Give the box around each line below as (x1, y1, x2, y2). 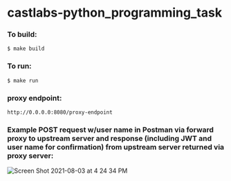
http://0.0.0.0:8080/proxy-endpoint (7, 109, 113, 116)
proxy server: (7, 151, 54, 160)
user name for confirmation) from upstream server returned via (7, 142, 225, 152)
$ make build (7, 45, 45, 53)
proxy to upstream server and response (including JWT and (7, 134, 212, 143)
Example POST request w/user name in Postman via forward (7, 125, 214, 135)
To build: (7, 30, 37, 40)
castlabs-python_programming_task (7, 5, 223, 21)
